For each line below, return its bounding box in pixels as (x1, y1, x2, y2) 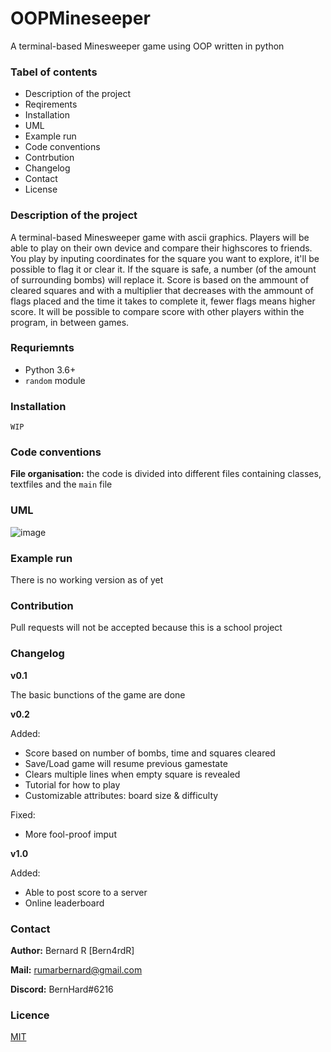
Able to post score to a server (24, 886, 148, 898)
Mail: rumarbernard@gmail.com (10, 963, 143, 976)
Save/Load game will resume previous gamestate (24, 757, 228, 769)
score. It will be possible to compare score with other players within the (10, 305, 305, 317)
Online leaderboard (24, 897, 105, 909)
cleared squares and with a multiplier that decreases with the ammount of (10, 284, 314, 296)
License (24, 183, 58, 196)
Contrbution (24, 152, 75, 164)
